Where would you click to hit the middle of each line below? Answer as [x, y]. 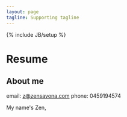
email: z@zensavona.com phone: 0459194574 [64, 96]
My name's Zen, [26, 107]
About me [25, 81]
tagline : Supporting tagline [43, 17]
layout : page [23, 12]
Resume [27, 59]
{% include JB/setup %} [36, 34]
